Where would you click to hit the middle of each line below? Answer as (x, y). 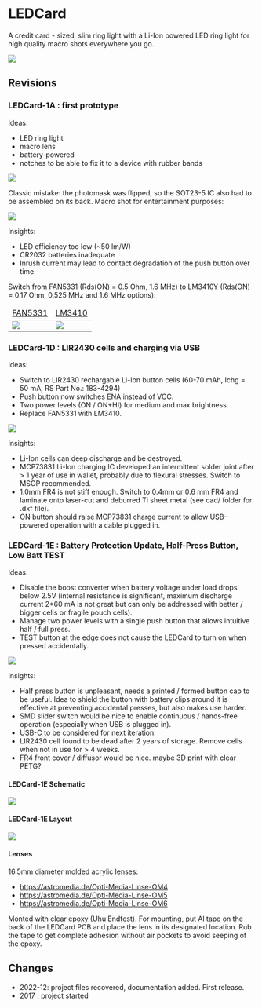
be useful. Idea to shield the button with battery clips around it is (124, 699)
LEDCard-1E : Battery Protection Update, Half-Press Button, (124, 545)
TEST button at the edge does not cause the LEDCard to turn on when (133, 637)
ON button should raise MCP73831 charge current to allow (114, 517)
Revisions (33, 83)
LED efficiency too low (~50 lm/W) (75, 246)
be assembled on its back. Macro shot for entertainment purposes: (116, 201)
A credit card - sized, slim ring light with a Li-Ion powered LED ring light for (129, 35)
